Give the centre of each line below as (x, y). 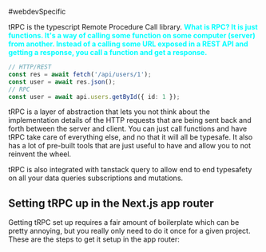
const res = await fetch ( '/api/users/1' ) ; (80, 74)
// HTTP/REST (30, 67)
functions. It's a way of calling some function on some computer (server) (132, 35)
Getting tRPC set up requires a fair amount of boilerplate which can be (124, 222)
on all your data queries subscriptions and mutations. (96, 178)
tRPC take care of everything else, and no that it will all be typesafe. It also (131, 137)
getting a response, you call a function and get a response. (108, 52)
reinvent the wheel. (40, 154)
